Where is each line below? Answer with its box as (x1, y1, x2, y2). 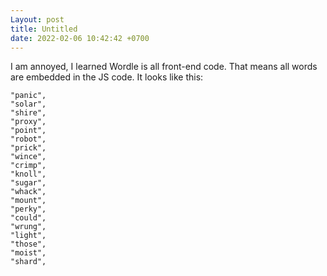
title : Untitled (10, 24, 78, 34)
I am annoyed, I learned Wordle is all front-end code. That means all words (10, 61, 318, 73)
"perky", (10, 204, 47, 215)
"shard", (10, 257, 47, 267)
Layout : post (10, 14, 65, 25)
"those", (10, 239, 47, 250)
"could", (10, 213, 47, 223)
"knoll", (10, 169, 47, 180)
